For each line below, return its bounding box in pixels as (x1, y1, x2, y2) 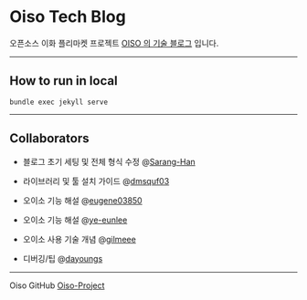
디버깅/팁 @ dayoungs (22, 253, 103, 264)
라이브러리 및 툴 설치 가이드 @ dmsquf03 (22, 175, 170, 186)
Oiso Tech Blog (9, 6, 126, 27)
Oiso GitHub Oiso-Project (9, 280, 105, 291)
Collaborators (9, 130, 90, 147)
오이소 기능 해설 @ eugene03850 (22, 194, 143, 206)
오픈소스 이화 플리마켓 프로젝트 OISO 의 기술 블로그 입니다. (9, 37, 219, 48)
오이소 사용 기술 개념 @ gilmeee (22, 233, 137, 244)
